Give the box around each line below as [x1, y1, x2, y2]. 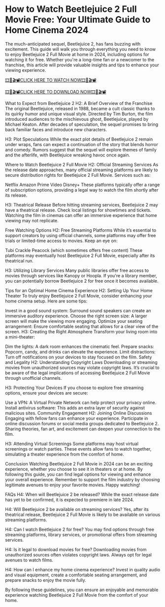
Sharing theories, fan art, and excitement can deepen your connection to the [5, 426, 161, 432]
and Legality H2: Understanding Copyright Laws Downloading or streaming [5, 359, 158, 365]
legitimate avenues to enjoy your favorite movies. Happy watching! [5, 482, 140, 488]
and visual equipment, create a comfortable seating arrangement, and [5, 572, 147, 578]
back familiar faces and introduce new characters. [5, 126, 107, 132]
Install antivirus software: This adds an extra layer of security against [5, 405, 145, 410]
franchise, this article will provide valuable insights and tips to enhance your [5, 62, 159, 68]
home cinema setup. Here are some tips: [5, 298, 88, 304]
